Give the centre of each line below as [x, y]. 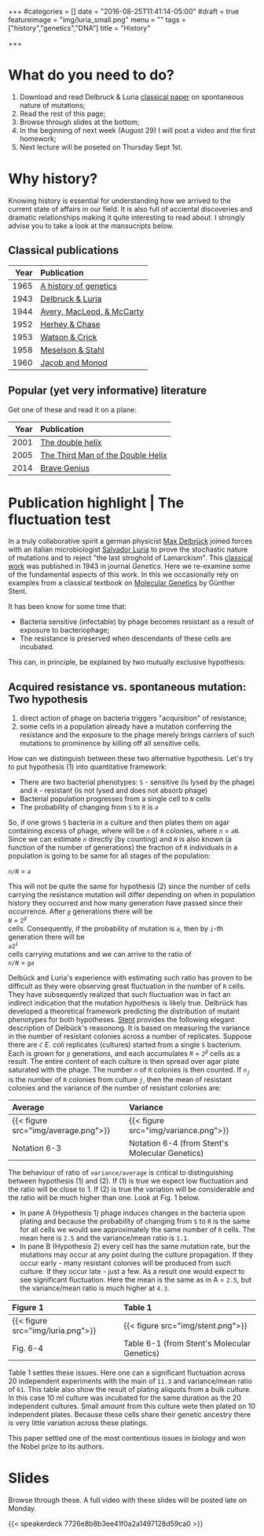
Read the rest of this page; [62, 113]
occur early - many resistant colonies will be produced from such [125, 1263]
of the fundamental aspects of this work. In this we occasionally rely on [124, 574]
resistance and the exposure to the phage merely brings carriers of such [137, 735]
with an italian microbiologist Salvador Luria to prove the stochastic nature [128, 549]
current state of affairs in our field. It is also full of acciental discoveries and [130, 209]
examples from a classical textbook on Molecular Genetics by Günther [122, 583]
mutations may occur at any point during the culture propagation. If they [136, 1255]
